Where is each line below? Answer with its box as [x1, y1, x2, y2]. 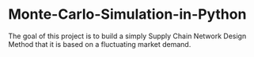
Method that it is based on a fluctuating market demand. [8, 39, 191, 48]
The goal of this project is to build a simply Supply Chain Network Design [8, 31, 247, 41]
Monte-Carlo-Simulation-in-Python [8, 5, 247, 23]
